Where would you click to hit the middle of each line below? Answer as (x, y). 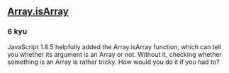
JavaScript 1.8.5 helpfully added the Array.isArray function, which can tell (114, 47)
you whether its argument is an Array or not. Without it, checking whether (114, 54)
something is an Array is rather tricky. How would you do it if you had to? (113, 62)
